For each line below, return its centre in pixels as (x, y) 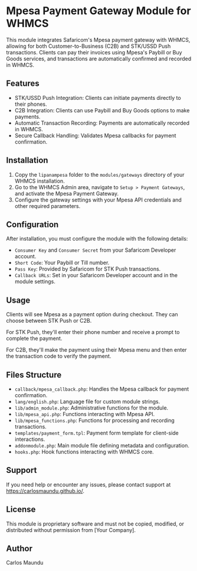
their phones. (31, 104)
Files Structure (34, 374)
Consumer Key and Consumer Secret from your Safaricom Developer (95, 250)
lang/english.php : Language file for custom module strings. (87, 401)
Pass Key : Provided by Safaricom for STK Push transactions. (88, 269)
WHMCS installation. (40, 181)
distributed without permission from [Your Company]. (71, 530)
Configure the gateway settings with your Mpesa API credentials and (98, 200)
